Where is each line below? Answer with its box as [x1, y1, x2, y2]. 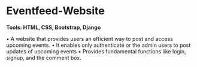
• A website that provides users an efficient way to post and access [6, 35, 174, 42]
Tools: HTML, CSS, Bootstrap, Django [6, 24, 101, 31]
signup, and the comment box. [6, 54, 82, 61]
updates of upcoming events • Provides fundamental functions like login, [6, 47, 187, 55]
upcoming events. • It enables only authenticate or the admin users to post [6, 42, 191, 49]
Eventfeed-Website [6, 4, 105, 18]
